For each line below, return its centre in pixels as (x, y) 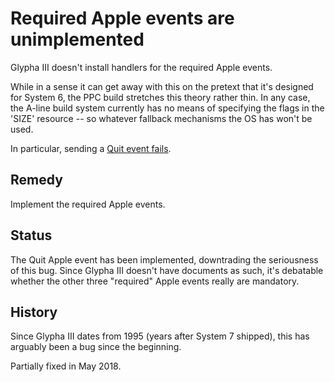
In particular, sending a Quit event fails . (91, 148)
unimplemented (77, 39)
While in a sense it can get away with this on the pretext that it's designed (162, 86)
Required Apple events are (122, 18)
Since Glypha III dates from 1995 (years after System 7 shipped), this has (160, 336)
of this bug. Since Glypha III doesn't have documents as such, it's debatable (167, 270)
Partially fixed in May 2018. (66, 366)
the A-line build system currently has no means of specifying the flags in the (167, 108)
